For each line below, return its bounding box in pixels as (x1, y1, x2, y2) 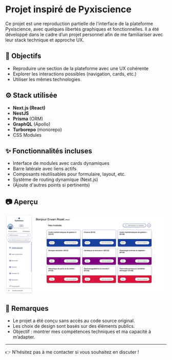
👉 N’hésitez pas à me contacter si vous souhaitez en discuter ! (5, 349, 139, 355)
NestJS (12, 110, 29, 116)
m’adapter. (12, 334, 35, 340)
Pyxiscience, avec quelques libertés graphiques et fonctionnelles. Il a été (5, 26, 159, 32)
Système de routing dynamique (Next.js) (12, 177, 98, 183)
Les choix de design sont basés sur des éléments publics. (12, 323, 135, 329)
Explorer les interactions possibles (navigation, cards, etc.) (12, 71, 137, 77)
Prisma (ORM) (12, 115, 44, 121)
